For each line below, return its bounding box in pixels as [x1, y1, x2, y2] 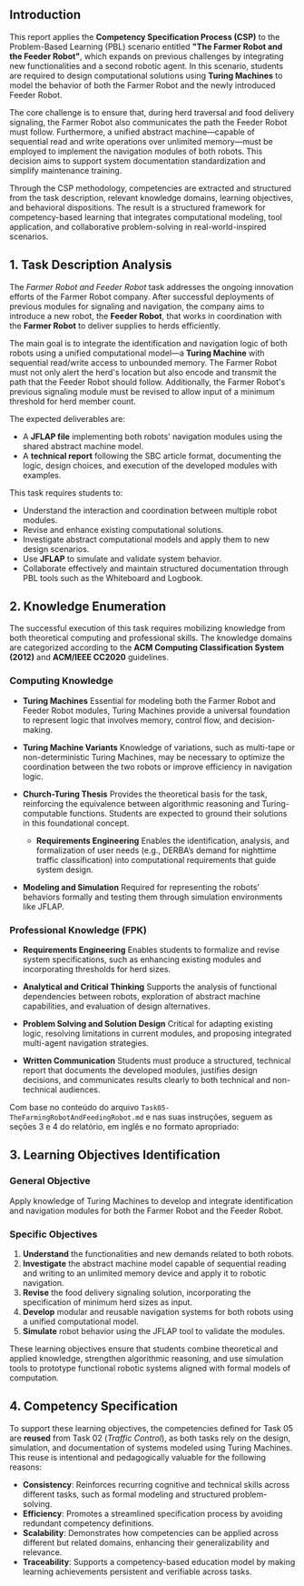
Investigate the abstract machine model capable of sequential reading [22, 1259, 287, 1270]
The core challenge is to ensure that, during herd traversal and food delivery [9, 106, 295, 117]
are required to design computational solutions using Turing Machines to [9, 70, 283, 81]
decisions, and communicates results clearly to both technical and [22, 1075, 270, 1086]
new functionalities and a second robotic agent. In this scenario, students [9, 60, 284, 71]
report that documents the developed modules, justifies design [22, 1065, 259, 1076]
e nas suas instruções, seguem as [145, 1111, 273, 1122]
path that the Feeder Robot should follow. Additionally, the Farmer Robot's [9, 376, 286, 387]
